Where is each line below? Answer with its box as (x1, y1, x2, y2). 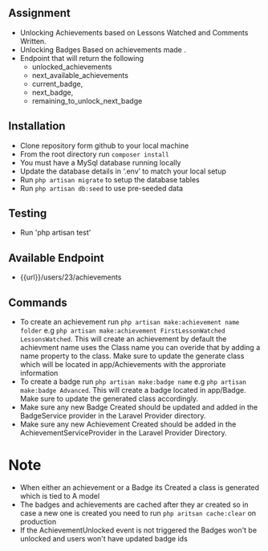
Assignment (8, 6, 71, 20)
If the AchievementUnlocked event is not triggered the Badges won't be (19, 525, 258, 535)
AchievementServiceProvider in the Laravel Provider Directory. (19, 428, 227, 438)
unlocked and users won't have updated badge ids (19, 534, 189, 543)
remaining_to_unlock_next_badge (31, 96, 143, 105)
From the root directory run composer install (19, 149, 170, 159)
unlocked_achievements (31, 62, 112, 71)
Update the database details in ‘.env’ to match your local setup (19, 166, 226, 176)
